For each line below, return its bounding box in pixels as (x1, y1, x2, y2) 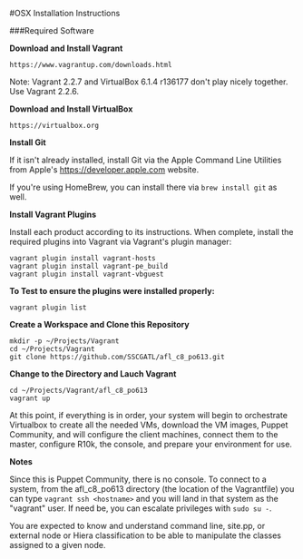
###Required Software (9, 25, 94, 35)
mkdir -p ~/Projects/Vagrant (9, 337, 120, 346)
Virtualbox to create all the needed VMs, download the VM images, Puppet (9, 419, 288, 430)
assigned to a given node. (9, 540, 106, 550)
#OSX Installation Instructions (9, 8, 121, 18)
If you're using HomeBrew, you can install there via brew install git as (9, 181, 278, 192)
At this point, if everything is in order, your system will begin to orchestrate (9, 410, 288, 420)
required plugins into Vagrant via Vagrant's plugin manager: (9, 236, 232, 247)
